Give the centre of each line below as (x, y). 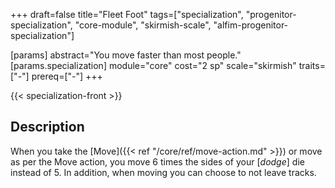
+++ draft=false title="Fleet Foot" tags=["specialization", (127, 14)
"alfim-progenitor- (251, 25)
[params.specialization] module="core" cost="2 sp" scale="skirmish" (153, 65)
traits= (312, 65)
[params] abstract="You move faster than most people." (126, 55)
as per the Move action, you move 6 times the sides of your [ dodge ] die (157, 161)
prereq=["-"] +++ (67, 76)
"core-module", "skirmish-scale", (143, 25)
